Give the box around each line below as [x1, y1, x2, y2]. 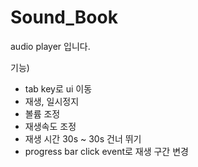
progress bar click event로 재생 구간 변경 [24, 145, 189, 157]
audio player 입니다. [10, 40, 91, 52]
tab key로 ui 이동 [24, 82, 93, 95]
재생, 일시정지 [24, 95, 80, 107]
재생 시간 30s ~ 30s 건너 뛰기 [24, 132, 142, 145]
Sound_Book [10, 6, 118, 29]
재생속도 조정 [24, 120, 77, 132]
